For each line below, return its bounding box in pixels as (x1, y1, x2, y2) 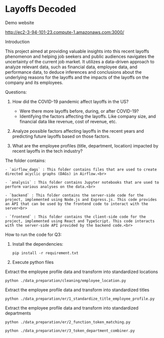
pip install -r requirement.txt (12, 251, 79, 255)
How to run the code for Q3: (5, 231, 62, 237)
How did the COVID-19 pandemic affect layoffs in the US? (12, 98, 129, 104)
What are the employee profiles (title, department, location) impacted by (12, 142, 159, 148)
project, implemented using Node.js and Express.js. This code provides (5, 197, 157, 202)
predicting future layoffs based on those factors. (12, 133, 110, 139)
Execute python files (12, 259, 54, 265)
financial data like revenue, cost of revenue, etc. (19, 118, 117, 124)
